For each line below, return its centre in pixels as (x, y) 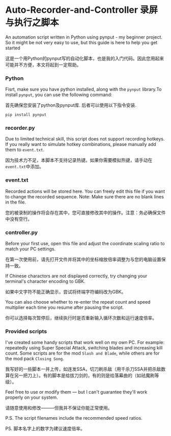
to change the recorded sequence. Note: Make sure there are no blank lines (85, 196)
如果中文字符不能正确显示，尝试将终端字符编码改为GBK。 (66, 292)
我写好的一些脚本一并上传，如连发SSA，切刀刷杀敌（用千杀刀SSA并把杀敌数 (85, 369)
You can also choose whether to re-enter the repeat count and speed (78, 302)
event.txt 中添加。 (25, 167)
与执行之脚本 (32, 23)
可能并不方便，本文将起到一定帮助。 (43, 65)
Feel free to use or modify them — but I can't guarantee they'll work (76, 392)
